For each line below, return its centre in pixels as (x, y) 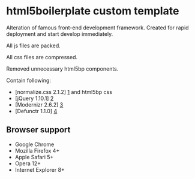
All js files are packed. (34, 45)
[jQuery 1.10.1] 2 (34, 98)
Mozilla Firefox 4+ (37, 150)
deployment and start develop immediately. (60, 34)
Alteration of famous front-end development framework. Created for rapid (97, 28)
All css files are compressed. (42, 57)
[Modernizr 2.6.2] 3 (39, 104)
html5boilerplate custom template (93, 11)
